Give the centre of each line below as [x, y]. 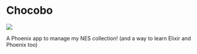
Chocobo [29, 10]
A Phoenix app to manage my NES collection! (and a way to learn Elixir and [98, 38]
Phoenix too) [22, 44]
